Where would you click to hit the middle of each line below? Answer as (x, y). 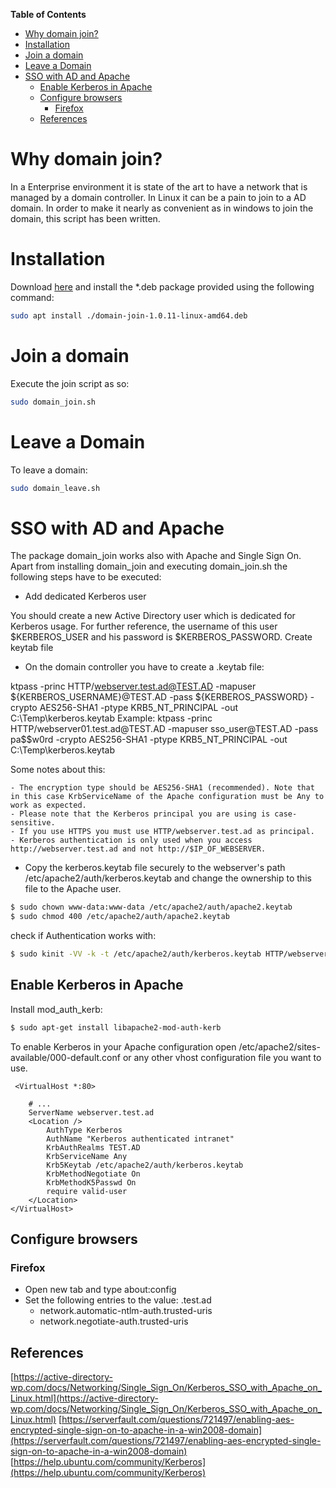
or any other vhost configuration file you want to (222, 1057)
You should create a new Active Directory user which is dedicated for (153, 616)
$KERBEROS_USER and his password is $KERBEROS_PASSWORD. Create (161, 637)
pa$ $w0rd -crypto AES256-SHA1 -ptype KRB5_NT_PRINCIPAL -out (149, 740)
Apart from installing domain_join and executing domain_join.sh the (149, 566)
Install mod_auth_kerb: (56, 1009)
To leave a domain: (49, 470)
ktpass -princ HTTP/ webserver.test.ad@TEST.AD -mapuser (133, 686)
